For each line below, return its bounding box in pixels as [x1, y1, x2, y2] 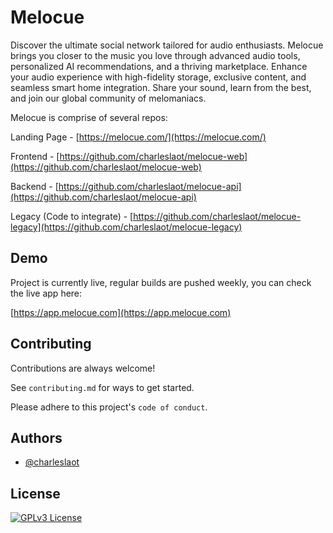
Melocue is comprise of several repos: [10, 111, 168, 123]
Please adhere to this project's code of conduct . [10, 401, 208, 413]
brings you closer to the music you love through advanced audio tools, [10, 49, 301, 61]
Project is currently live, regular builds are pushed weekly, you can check [10, 276, 312, 288]
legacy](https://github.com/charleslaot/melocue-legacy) [10, 221, 243, 233]
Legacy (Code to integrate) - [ [10, 210, 134, 222]
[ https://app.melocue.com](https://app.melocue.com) [10, 306, 232, 318]
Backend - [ [10, 180, 59, 192]
